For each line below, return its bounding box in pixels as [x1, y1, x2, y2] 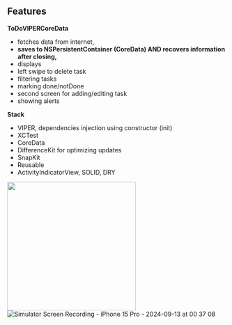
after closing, [17, 52, 57, 61]
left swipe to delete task [17, 67, 86, 75]
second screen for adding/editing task [17, 89, 127, 97]
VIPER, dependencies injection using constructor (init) [17, 123, 173, 132]
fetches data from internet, [17, 38, 95, 46]
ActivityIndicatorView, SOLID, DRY [17, 168, 116, 176]
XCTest [17, 131, 39, 139]
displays [17, 59, 42, 68]
